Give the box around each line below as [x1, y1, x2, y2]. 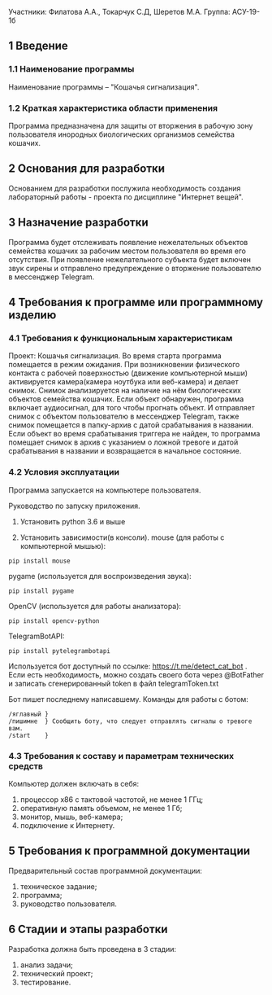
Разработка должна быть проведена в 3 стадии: [8, 944, 177, 953]
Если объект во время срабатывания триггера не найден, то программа [8, 429, 261, 439]
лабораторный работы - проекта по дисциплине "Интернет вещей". [8, 191, 244, 202]
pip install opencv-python [8, 616, 100, 625]
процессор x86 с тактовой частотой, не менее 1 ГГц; [19, 794, 204, 804]
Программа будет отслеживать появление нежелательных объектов [8, 237, 248, 247]
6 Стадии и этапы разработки [8, 923, 168, 936]
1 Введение [8, 39, 69, 53]
